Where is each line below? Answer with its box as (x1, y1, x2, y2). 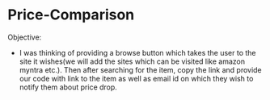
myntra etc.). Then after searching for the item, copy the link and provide (19, 65, 262, 74)
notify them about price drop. (19, 82, 118, 92)
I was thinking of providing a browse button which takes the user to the (19, 48, 256, 57)
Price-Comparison (7, 6, 135, 24)
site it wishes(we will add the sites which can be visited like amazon (19, 56, 246, 66)
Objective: (7, 32, 42, 42)
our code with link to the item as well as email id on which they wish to (19, 73, 254, 83)
